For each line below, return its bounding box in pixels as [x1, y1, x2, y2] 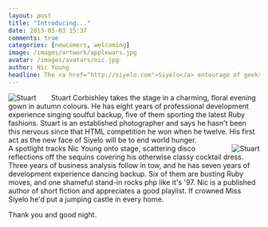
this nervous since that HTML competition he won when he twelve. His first [8, 127, 255, 136]
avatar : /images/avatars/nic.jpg [8, 57, 120, 65]
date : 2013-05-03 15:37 [8, 26, 88, 34]
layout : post [8, 11, 52, 20]
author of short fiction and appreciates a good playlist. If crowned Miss [8, 186, 242, 195]
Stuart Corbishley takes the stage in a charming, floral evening [50, 92, 257, 102]
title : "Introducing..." [8, 19, 91, 27]
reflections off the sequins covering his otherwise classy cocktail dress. [8, 152, 244, 162]
